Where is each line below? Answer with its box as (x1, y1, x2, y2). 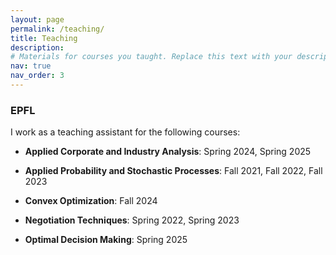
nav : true (10, 61, 52, 71)
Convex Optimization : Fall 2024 (24, 195, 158, 207)
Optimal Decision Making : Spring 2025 (24, 234, 188, 246)
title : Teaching (10, 33, 78, 43)
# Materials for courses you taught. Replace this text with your (10, 52, 293, 62)
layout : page (10, 14, 65, 25)
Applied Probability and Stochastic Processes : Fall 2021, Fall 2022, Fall (24, 165, 323, 177)
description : (10, 42, 65, 53)
